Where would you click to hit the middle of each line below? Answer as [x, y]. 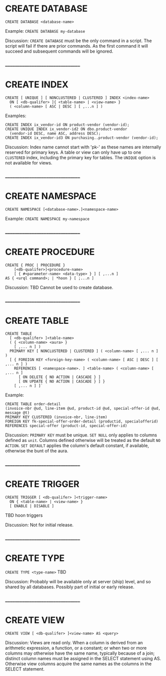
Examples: [16, 116]
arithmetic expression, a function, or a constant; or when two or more [76, 648]
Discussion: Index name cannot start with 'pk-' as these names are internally [83, 147]
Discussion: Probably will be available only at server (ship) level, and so [78, 582]
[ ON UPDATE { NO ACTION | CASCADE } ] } [62, 382]
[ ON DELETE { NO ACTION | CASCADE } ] [59, 377]
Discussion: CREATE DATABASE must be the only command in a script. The [79, 41]
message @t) [17, 413]
